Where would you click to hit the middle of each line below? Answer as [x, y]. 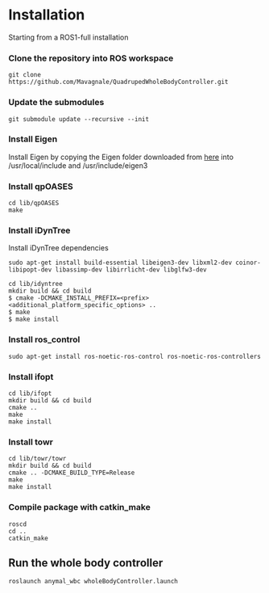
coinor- [248, 263]
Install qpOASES [41, 186]
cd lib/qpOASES [34, 204]
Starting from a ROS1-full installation [68, 37]
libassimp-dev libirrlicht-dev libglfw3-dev [131, 270]
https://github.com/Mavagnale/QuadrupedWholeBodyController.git [118, 82]
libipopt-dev [30, 270]
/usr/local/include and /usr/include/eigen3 [78, 165]
